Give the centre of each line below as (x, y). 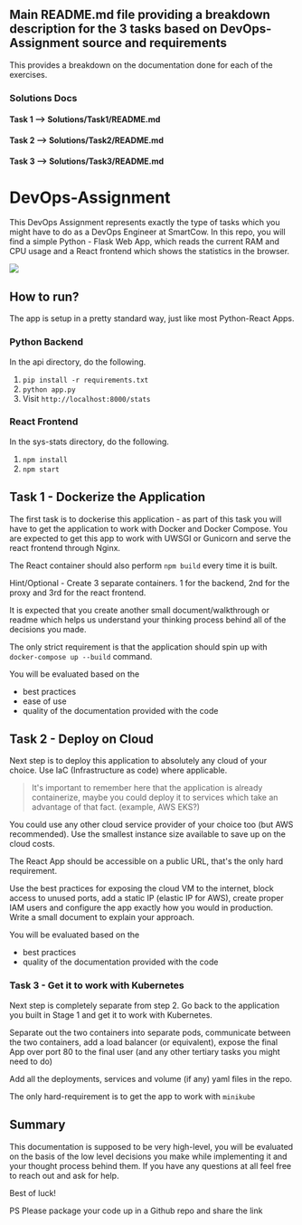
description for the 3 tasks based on (113, 29)
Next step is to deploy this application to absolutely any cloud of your (138, 761)
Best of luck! (33, 1192)
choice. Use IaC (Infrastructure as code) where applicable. (118, 770)
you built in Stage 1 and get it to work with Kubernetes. (111, 1015)
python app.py (49, 389)
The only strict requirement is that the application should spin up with (139, 647)
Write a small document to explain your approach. (102, 917)
